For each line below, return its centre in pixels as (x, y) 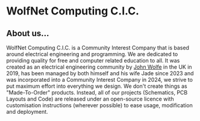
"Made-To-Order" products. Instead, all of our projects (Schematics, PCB (97, 92)
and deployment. (27, 112)
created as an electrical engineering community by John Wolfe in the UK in (99, 67)
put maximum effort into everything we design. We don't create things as (97, 86)
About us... (28, 33)
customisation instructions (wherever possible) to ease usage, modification (99, 105)
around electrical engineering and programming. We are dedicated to (92, 54)
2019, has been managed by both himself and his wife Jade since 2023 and (100, 73)
